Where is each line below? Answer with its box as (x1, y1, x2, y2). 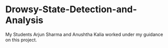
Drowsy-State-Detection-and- (5, 4, 137, 15)
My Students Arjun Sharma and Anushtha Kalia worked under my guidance (5, 31, 163, 37)
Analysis (5, 14, 44, 26)
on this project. (5, 37, 37, 43)
